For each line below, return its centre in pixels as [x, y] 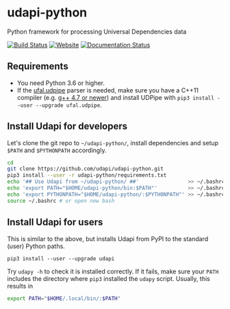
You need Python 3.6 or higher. [61, 83]
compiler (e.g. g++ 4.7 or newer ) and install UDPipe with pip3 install [115, 97]
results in [20, 286]
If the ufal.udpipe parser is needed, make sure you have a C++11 [108, 90]
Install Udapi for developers [67, 126]
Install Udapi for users [55, 222]
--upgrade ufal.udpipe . [69, 105]
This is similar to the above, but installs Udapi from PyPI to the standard [108, 238]
